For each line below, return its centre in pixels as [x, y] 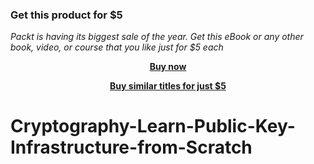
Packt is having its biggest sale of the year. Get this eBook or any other [157, 37]
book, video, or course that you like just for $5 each [117, 47]
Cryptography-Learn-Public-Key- [153, 126]
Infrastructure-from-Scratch [131, 147]
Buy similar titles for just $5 [168, 86]
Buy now [168, 67]
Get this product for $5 [66, 15]
